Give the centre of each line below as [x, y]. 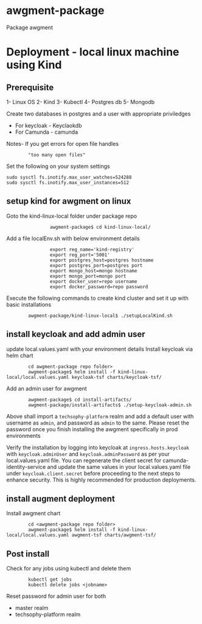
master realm [32, 608]
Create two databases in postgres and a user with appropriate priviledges [99, 114]
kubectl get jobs [50, 580]
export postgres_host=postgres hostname [102, 260]
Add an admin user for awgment [47, 388]
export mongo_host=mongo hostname [93, 271]
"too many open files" [57, 155]
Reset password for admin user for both [56, 596]
